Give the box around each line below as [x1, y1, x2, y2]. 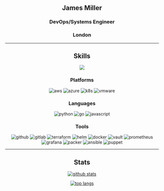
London [73, 32, 91, 38]
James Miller [61, 4, 102, 12]
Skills [73, 52, 91, 60]
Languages [68, 100, 96, 107]
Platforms [70, 76, 94, 83]
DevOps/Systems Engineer [49, 19, 115, 25]
